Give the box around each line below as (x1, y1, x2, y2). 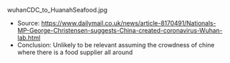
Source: (17, 19, 40, 27)
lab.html (17, 34, 41, 42)
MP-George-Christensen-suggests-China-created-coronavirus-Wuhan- (17, 27, 223, 34)
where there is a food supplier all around (17, 48, 133, 56)
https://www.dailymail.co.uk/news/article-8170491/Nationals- (41, 19, 216, 27)
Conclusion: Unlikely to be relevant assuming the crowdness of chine (17, 41, 215, 49)
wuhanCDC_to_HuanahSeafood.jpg (7, 6, 108, 14)
